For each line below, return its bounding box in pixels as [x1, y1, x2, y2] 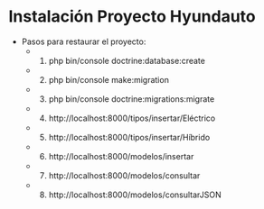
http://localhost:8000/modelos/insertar [48, 150, 194, 161]
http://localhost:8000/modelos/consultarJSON [48, 189, 222, 200]
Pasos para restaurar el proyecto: [21, 36, 146, 47]
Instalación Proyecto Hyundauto [8, 6, 256, 27]
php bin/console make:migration [48, 74, 169, 85]
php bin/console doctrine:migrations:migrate [48, 93, 215, 104]
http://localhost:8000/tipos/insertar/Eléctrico [48, 113, 216, 123]
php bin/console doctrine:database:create [48, 55, 205, 66]
